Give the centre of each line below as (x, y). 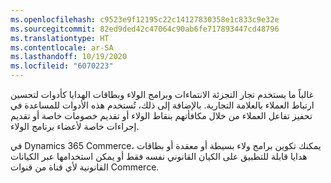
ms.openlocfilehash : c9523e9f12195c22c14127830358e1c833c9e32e (145, 19)
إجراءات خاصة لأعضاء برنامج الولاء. (75, 126)
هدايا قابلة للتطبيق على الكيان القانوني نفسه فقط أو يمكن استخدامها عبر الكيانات (159, 156)
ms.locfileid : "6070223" (62, 66)
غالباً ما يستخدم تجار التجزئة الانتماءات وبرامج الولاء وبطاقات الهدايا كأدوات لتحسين (162, 94)
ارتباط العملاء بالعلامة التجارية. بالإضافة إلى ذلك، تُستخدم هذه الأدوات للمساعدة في (162, 105)
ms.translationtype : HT (60, 38)
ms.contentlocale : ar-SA (62, 47)
